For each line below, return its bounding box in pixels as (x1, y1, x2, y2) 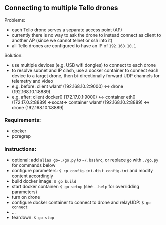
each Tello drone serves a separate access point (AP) (11, 27, 123, 33)
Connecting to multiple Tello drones (4, 4, 118, 12)
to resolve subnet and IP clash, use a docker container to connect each (11, 67, 159, 73)
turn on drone (11, 194, 40, 200)
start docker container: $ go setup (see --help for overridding (11, 184, 139, 190)
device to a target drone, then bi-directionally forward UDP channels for (11, 72, 160, 79)
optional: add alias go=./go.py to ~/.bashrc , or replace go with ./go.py (11, 157, 159, 163)
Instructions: (4, 146, 37, 153)
